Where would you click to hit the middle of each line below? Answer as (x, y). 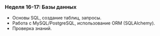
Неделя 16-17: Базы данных (41, 7)
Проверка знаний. (32, 28)
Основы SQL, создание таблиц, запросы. (57, 18)
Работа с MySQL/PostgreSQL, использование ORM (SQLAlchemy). (84, 23)
